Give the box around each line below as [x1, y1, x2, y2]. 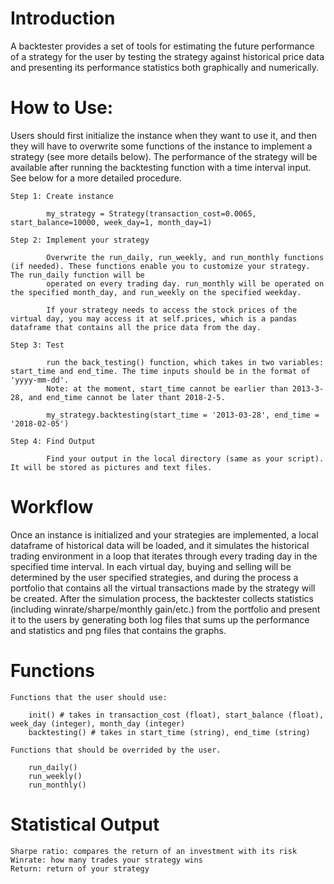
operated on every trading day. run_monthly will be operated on [46, 278, 325, 289]
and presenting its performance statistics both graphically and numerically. [10, 61, 320, 73]
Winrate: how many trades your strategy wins [10, 855, 203, 865]
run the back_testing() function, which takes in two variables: [46, 357, 325, 367]
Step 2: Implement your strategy [10, 235, 150, 245]
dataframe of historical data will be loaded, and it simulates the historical [10, 539, 310, 551]
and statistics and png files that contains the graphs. [10, 624, 227, 636]
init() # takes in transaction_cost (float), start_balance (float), [28, 710, 325, 720]
